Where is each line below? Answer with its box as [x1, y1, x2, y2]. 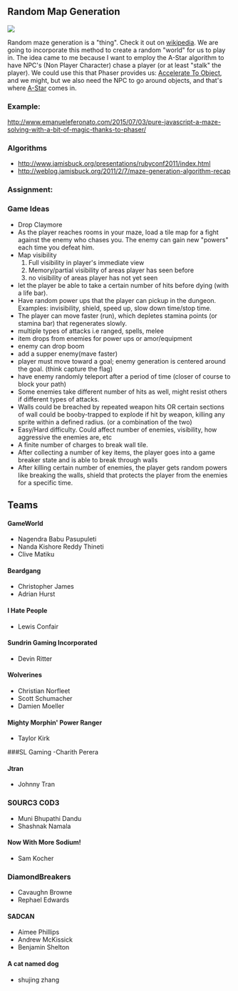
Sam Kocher [17, 854, 54, 862]
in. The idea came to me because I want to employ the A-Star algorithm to [7, 53, 224, 61]
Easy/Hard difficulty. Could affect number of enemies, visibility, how [17, 425, 217, 434]
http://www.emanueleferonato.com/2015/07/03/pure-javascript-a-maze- [7, 118, 221, 126]
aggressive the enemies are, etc [17, 432, 113, 442]
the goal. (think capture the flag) [17, 364, 113, 373]
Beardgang [7, 566, 41, 574]
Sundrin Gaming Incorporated [7, 639, 98, 647]
